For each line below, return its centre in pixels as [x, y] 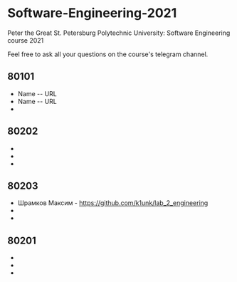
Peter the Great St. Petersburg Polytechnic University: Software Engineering [119, 33]
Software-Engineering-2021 [92, 13]
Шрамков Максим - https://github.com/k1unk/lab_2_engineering [113, 203]
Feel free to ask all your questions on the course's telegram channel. [108, 54]
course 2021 [26, 40]
